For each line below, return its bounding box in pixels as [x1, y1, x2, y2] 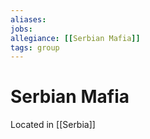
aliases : [10, 14, 47, 25]
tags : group [10, 42, 60, 53]
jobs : [10, 24, 33, 34]
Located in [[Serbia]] [10, 119, 96, 131]
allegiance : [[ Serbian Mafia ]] [10, 33, 141, 43]
